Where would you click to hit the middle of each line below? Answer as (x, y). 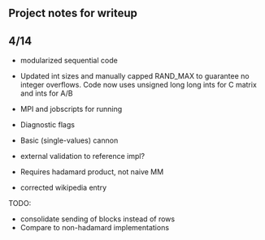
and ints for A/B (46, 93)
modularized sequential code (69, 61)
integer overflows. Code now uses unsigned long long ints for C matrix (139, 85)
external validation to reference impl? (82, 156)
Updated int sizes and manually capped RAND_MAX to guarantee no (135, 76)
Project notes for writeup (73, 13)
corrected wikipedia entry (63, 188)
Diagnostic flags (48, 125)
